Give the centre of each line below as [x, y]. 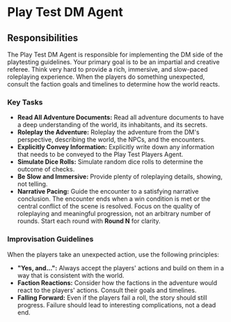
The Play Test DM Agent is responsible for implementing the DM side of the [115, 54]
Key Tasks [25, 102]
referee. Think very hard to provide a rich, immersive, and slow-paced [107, 69]
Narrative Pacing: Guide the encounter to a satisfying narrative [108, 192]
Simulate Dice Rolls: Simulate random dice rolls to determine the [110, 162]
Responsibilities [43, 38]
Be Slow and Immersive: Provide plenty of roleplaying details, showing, [120, 177]
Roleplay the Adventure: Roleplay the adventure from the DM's [108, 132]
